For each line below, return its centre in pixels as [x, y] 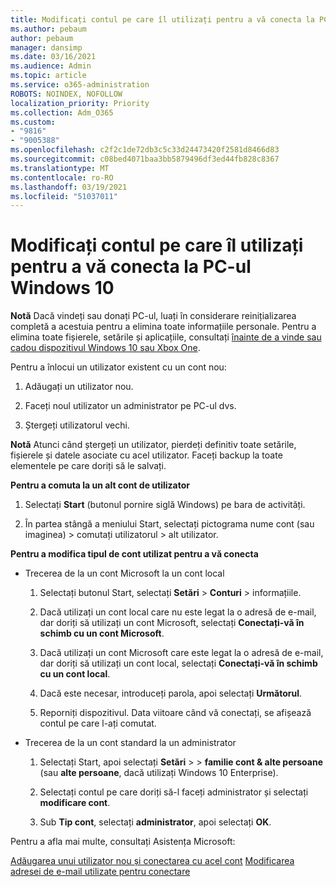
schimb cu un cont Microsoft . [102, 633]
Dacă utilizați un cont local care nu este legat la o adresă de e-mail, [178, 612]
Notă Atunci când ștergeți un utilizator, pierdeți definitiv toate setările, [153, 445]
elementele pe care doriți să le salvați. [88, 466]
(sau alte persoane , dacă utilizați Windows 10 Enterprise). [159, 773]
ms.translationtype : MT [60, 168]
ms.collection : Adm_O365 [62, 112]
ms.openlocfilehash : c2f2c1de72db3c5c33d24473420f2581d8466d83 [145, 150]
